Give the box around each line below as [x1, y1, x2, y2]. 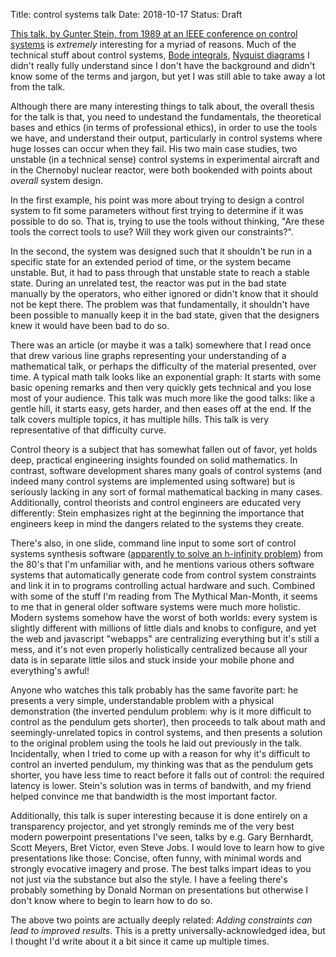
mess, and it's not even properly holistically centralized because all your [10, 644, 308, 655]
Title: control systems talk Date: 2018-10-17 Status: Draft [10, 9, 243, 20]
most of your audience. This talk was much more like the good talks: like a [10, 392, 316, 404]
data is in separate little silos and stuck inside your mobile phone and [10, 654, 295, 666]
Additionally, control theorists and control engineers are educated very [10, 497, 302, 508]
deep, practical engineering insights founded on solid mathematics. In [10, 454, 298, 466]
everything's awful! [10, 665, 90, 676]
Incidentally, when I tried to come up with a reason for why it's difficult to [10, 748, 311, 759]
